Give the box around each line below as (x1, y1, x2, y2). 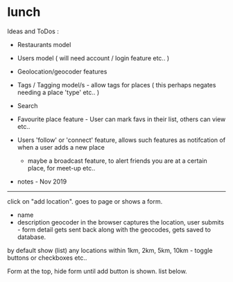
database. (17, 233, 46, 241)
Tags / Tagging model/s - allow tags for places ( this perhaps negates (17, 80, 216, 89)
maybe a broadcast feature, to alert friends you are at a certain (27, 157, 208, 165)
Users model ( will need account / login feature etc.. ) (17, 53, 170, 62)
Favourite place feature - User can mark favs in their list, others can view (17, 115, 226, 123)
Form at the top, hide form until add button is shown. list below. (7, 267, 187, 275)
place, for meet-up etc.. (27, 164, 96, 172)
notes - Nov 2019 (17, 177, 67, 186)
